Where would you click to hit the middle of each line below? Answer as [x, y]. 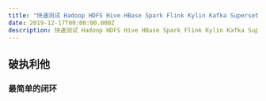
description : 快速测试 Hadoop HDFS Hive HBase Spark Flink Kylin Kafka [127, 30]
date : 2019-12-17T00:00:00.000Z [61, 23]
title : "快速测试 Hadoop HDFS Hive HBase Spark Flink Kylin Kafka [118, 15]
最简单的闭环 [33, 88]
